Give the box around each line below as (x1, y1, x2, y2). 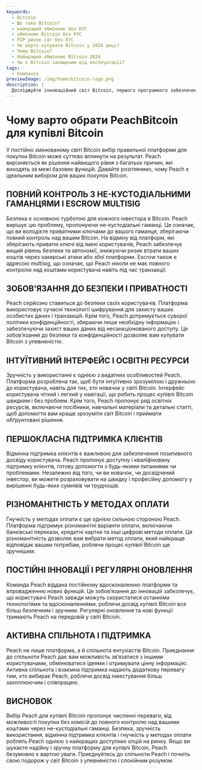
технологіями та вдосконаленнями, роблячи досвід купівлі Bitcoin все (6, 600, 186, 607)
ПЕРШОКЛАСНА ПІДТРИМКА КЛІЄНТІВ (6, 434, 163, 444)
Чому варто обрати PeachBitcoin (6, 113, 179, 127)
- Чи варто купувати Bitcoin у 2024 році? (11, 43, 120, 49)
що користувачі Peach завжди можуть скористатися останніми (6, 594, 170, 601)
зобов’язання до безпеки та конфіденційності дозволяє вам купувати (6, 331, 185, 339)
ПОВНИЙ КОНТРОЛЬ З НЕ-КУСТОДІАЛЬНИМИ (6, 189, 191, 200)
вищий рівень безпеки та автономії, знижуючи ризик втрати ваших (6, 247, 179, 254)
